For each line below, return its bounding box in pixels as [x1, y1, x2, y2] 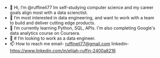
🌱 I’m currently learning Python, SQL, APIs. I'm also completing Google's [9, 25, 156, 31]
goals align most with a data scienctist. [9, 10, 88, 15]
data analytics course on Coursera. [9, 30, 80, 36]
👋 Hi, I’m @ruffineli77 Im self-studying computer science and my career [9, 5, 154, 10]
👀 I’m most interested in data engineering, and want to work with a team [9, 15, 155, 20]
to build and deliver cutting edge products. [9, 20, 96, 26]
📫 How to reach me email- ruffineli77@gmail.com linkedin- [9, 41, 129, 46]
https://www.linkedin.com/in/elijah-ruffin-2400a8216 [9, 48, 116, 53]
